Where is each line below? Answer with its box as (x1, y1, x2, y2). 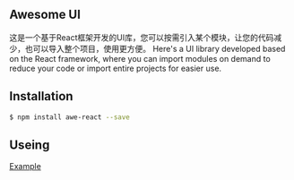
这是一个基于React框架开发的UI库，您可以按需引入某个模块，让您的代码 (9, 31, 274, 43)
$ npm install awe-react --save (9, 112, 130, 122)
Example (9, 161, 42, 172)
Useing (9, 137, 50, 152)
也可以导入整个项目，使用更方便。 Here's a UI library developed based (24, 43, 286, 54)
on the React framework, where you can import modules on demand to (9, 53, 271, 64)
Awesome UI (9, 7, 81, 22)
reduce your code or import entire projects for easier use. (9, 63, 222, 73)
